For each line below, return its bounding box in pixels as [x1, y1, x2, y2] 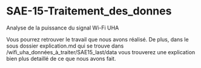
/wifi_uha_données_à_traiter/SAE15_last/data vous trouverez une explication [6, 48, 196, 55]
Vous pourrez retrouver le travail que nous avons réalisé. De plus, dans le [6, 36, 189, 43]
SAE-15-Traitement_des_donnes [6, 4, 172, 18]
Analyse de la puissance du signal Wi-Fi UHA [6, 24, 119, 31]
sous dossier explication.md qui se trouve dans [6, 42, 124, 49]
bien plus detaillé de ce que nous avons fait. [6, 55, 116, 62]
